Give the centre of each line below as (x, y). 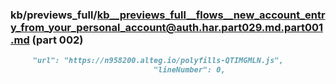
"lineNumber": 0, (189, 70)
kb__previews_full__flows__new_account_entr (211, 15)
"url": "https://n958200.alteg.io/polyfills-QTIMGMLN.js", (158, 61)
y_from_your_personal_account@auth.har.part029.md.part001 (167, 27)
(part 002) (57, 40)
